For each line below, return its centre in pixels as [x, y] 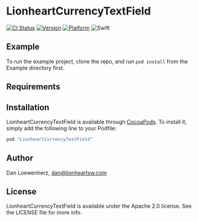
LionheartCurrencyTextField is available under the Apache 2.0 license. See [99, 206]
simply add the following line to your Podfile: [61, 128]
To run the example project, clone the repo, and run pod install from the [97, 61]
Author [20, 158]
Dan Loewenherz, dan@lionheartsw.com [57, 173]
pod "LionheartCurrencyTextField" [50, 139]
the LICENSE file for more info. [44, 213]
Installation [28, 107]
